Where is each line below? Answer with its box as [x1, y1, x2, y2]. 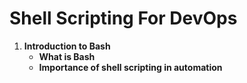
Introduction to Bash [23, 40, 111, 52]
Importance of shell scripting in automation [38, 61, 223, 73]
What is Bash [38, 50, 96, 62]
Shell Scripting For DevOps [9, 7, 238, 30]
